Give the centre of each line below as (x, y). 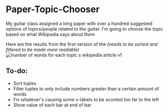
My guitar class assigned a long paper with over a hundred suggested (79, 23)
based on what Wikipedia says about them (50, 34)
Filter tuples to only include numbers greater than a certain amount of (86, 89)
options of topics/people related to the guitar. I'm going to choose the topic (85, 29)
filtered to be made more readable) (43, 49)
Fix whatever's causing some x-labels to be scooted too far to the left (86, 99)
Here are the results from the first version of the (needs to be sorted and (82, 44)
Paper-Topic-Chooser (53, 9)
